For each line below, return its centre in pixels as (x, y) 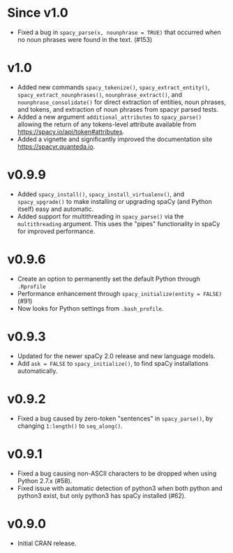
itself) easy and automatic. (55, 209)
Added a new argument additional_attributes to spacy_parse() (110, 117)
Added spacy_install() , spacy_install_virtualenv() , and (101, 194)
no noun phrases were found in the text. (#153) (85, 39)
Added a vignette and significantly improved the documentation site (115, 139)
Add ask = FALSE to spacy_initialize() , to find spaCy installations (113, 363)
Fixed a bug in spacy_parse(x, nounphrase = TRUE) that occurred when (119, 32)
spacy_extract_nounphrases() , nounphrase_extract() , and (100, 94)
